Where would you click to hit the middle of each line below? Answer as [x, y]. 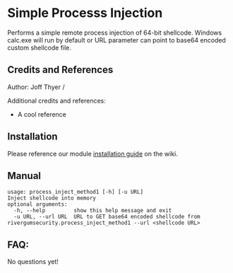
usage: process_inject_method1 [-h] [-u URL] [75, 192]
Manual [24, 176]
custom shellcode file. [40, 47]
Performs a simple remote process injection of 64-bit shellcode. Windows [115, 33]
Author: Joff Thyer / [36, 87]
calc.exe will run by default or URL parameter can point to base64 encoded [116, 40]
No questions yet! [33, 262]
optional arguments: [38, 204]
